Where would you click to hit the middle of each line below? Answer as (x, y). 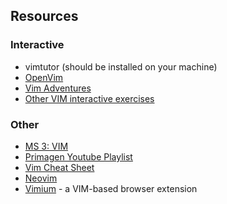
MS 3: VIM (46, 146)
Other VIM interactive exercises (89, 98)
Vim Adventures (58, 88)
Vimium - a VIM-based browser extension (111, 188)
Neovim (41, 178)
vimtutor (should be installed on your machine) (121, 66)
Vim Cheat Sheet (59, 167)
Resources (44, 16)
